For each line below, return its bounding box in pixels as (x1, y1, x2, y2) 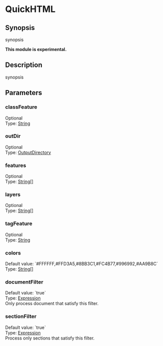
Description (5, 61, 42, 69)
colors (5, 249, 21, 256)
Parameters (5, 88, 42, 97)
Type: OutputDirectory (5, 149, 51, 155)
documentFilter (5, 278, 43, 285)
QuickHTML (5, 3, 56, 15)
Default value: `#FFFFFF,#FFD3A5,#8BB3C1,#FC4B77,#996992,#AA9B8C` (5, 260, 159, 266)
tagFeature (5, 220, 32, 227)
